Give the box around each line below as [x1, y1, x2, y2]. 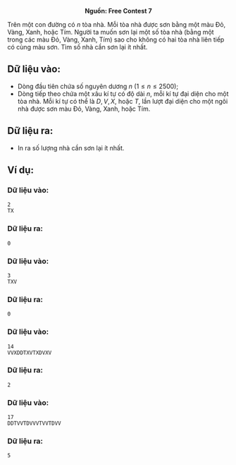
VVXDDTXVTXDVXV [7, 349, 52, 356]
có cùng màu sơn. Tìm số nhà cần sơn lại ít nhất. [7, 43, 148, 51]
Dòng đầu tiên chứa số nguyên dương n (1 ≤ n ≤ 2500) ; [17, 82, 178, 90]
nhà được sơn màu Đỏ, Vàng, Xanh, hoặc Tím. [17, 104, 151, 113]
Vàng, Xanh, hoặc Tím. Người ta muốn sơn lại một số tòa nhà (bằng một [7, 28, 214, 36]
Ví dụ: [7, 164, 34, 176]
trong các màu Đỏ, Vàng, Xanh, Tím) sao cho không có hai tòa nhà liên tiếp [7, 35, 225, 44]
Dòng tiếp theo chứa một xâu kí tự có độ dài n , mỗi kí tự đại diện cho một [17, 89, 229, 98]
